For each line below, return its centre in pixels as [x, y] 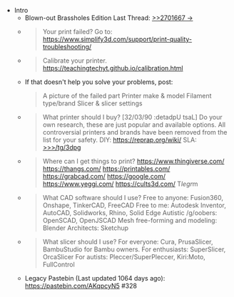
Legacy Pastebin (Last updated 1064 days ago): [95, 278]
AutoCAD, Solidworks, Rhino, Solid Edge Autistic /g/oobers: [130, 213]
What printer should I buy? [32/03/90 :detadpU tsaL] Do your [132, 117]
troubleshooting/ [67, 47]
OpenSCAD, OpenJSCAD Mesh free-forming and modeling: [130, 220]
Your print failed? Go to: [77, 32]
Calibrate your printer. [75, 61]
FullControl [58, 264]
